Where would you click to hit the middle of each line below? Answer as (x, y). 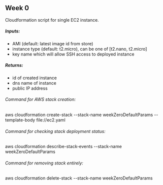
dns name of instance (34, 83)
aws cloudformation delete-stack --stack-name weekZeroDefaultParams (79, 178)
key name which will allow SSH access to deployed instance (73, 54)
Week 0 (17, 8)
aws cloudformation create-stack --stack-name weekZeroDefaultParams (79, 115)
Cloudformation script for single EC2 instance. (52, 20)
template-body (20, 120)
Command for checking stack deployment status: (55, 131)
